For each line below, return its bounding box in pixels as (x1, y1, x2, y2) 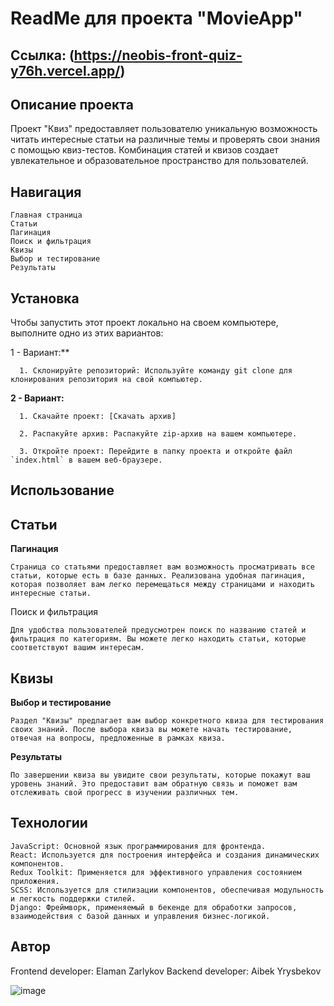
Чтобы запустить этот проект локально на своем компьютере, (10, 317, 279, 329)
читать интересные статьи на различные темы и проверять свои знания (10, 133, 320, 146)
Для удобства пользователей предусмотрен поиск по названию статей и (10, 625, 307, 636)
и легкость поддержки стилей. (10, 893, 137, 904)
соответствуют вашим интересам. (10, 643, 145, 653)
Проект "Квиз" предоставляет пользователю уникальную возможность (10, 123, 318, 135)
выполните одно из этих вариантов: (10, 327, 164, 339)
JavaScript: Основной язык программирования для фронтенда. (10, 841, 267, 851)
